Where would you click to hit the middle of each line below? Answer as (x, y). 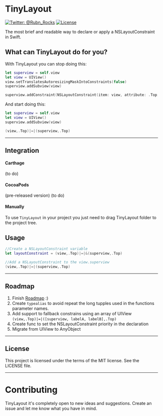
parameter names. (30, 308)
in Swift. (13, 37)
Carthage (15, 163)
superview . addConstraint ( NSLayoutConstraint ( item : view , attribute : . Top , (82, 95)
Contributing (31, 390)
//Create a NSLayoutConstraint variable (47, 249)
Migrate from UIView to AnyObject (46, 329)
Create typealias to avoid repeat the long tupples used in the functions (83, 303)
